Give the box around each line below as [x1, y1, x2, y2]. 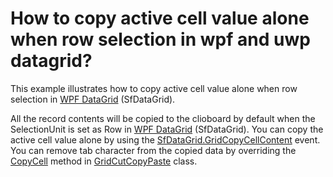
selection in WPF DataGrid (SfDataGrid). [10, 93, 176, 105]
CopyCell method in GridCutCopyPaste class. [10, 155, 198, 167]
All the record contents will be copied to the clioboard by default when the [10, 112, 316, 124]
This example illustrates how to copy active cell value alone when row [10, 82, 298, 94]
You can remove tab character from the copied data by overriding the [10, 144, 297, 156]
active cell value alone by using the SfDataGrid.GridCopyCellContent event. [10, 133, 321, 146]
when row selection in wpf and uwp [10, 28, 311, 51]
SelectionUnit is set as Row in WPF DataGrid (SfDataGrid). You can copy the [10, 123, 324, 135]
